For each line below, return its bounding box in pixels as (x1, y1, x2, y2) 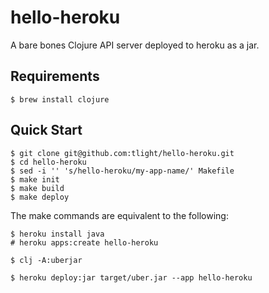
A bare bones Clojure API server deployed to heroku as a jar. (10, 39, 260, 51)
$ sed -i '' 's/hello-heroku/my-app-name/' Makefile (10, 166, 235, 176)
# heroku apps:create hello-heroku (10, 237, 159, 248)
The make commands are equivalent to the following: (10, 209, 229, 221)
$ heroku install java (10, 229, 105, 239)
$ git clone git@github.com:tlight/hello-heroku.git (10, 148, 235, 158)
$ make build (10, 183, 65, 193)
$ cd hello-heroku (10, 157, 87, 167)
